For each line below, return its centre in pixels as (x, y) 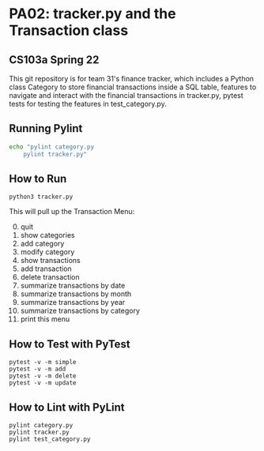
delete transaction (50, 277)
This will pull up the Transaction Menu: (72, 212)
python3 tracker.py (41, 197)
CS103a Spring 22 (54, 60)
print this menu (45, 319)
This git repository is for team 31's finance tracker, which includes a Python (132, 79)
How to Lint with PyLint (67, 407)
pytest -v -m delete (43, 376)
